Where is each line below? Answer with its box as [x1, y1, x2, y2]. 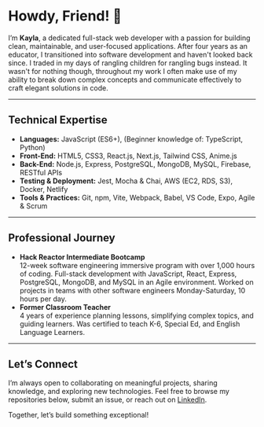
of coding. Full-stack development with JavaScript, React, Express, [19, 269, 237, 278]
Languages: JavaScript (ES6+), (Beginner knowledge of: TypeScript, [19, 134, 244, 144]
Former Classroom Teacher [19, 302, 112, 311]
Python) [19, 142, 46, 152]
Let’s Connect [8, 357, 79, 370]
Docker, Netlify [19, 184, 68, 193]
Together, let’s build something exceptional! [8, 410, 149, 420]
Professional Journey [8, 231, 115, 245]
